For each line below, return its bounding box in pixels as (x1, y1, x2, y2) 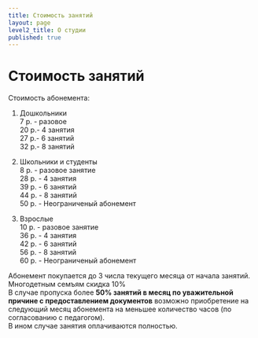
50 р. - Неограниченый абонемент (19, 199, 136, 208)
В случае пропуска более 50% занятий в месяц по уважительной (8, 288, 234, 297)
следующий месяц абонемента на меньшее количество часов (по (8, 304, 232, 314)
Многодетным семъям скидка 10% (8, 280, 126, 289)
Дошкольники (19, 108, 68, 118)
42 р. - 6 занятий (19, 239, 77, 248)
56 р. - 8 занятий (19, 248, 77, 257)
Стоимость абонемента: (8, 94, 90, 103)
